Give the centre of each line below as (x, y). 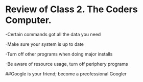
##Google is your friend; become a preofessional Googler (66, 74)
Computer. (29, 20)
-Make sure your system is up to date (45, 44)
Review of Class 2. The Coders (71, 9)
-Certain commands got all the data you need (53, 34)
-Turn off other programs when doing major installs (59, 54)
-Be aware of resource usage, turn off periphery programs (67, 64)
